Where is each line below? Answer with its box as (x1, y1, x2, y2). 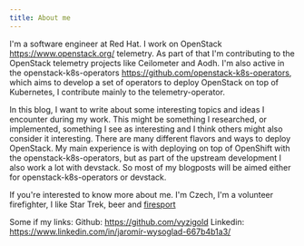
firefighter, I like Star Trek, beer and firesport (9, 199, 176, 210)
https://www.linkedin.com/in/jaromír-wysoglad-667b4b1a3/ (9, 226, 231, 237)
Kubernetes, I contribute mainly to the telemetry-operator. (9, 86, 225, 97)
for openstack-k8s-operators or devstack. (9, 172, 167, 182)
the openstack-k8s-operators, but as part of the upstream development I (9, 152, 282, 163)
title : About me (9, 13, 71, 23)
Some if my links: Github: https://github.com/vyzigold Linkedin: (9, 216, 245, 227)
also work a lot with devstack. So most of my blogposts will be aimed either (9, 162, 291, 172)
